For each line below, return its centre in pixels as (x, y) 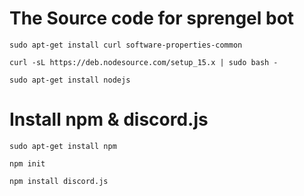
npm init (27, 163)
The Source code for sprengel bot (152, 18)
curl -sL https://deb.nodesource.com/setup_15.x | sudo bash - (144, 62)
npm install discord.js (59, 181)
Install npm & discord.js (109, 119)
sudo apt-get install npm (63, 146)
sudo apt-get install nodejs (70, 80)
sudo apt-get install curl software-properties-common (126, 45)
